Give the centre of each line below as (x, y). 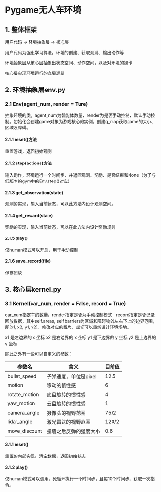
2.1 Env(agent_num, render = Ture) (47, 104)
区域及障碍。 (18, 128)
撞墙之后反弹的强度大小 (73, 431)
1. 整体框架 (21, 29)
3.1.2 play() (16, 467)
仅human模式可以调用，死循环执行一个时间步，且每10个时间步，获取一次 (78, 479)
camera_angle (24, 413)
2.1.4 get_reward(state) (29, 215)
